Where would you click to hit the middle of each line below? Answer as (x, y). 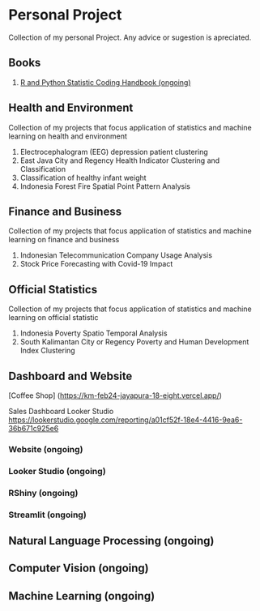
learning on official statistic (53, 318)
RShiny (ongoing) (43, 493)
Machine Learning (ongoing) (82, 596)
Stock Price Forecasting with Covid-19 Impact (96, 264)
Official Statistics (53, 289)
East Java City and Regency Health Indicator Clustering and (120, 160)
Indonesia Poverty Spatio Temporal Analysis (94, 333)
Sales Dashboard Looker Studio (61, 411)
